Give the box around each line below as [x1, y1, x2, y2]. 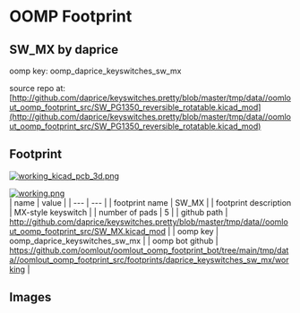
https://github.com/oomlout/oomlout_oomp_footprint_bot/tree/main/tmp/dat [9, 244, 289, 256]
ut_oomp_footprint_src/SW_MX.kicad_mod [9, 225, 167, 236]
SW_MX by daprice [9, 42, 119, 57]
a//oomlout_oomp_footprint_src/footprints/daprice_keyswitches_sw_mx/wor [9, 254, 289, 265]
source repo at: [9, 83, 65, 93]
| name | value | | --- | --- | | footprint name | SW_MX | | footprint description [9, 197, 292, 207]
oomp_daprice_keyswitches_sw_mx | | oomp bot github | [9, 235, 219, 246]
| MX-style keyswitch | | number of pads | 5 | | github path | [9, 207, 228, 217]
